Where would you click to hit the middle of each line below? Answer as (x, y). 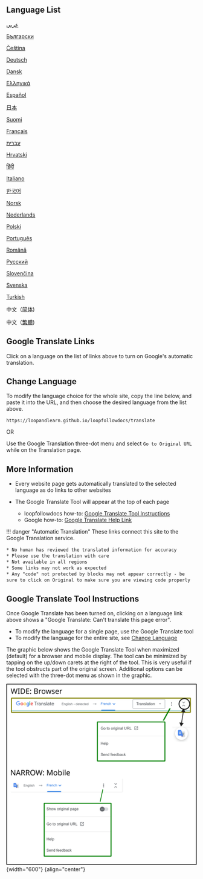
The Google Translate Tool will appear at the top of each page (92, 502)
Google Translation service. (40, 538)
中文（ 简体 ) (21, 309)
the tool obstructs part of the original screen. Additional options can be (95, 669)
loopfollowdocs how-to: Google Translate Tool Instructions (97, 514)
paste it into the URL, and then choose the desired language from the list (97, 402)
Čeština (16, 48)
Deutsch (17, 59)
